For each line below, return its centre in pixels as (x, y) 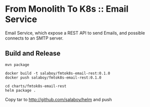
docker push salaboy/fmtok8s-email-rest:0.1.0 (53, 77)
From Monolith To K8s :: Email (67, 9)
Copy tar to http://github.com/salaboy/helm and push (59, 99)
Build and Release (33, 53)
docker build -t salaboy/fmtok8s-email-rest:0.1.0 (58, 73)
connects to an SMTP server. (34, 38)
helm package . (21, 90)
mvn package (17, 64)
